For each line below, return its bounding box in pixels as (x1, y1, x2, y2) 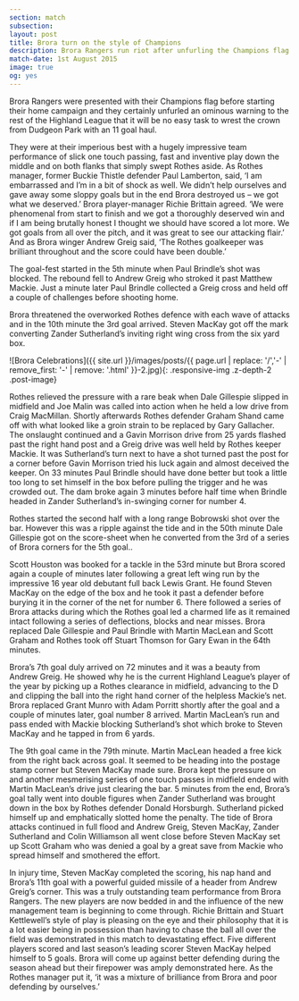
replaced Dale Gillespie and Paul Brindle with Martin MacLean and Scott (9, 625, 274, 635)
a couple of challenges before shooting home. (9, 291, 179, 302)
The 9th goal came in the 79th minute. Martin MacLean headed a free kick (9, 745, 283, 756)
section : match (9, 13, 66, 22)
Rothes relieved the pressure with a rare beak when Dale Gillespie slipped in (9, 391, 289, 402)
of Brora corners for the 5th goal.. (9, 542, 133, 552)
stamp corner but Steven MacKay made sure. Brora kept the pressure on (9, 764, 277, 775)
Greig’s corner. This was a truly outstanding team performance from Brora (9, 886, 281, 896)
